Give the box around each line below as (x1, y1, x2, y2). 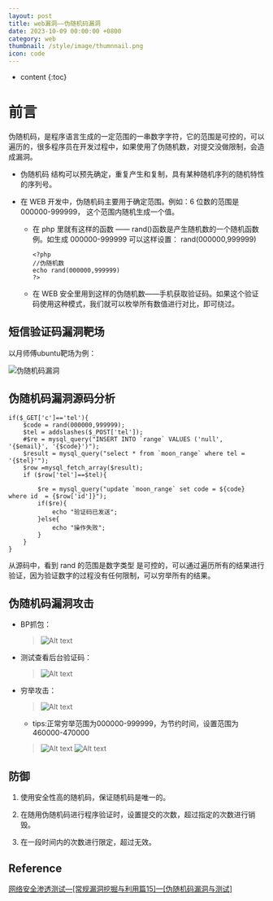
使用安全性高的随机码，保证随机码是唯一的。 (19, 793, 171, 803)
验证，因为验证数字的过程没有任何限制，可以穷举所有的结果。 (8, 571, 215, 580)
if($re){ (37, 499, 67, 507)
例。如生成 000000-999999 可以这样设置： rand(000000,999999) (32, 234, 257, 244)
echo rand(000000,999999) (32, 266, 120, 274)
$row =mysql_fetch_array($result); (23, 463, 144, 472)
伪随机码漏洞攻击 (8, 596, 94, 610)
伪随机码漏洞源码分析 (8, 391, 115, 405)
